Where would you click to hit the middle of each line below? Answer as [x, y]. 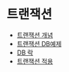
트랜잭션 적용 [35, 61]
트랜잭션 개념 [35, 35]
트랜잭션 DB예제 [39, 43]
